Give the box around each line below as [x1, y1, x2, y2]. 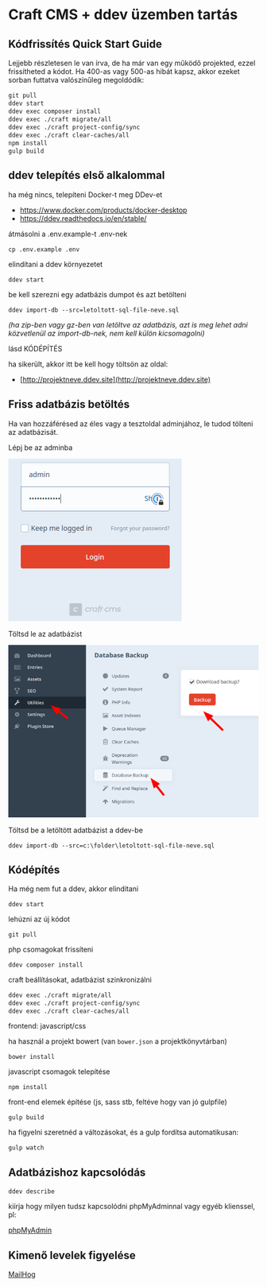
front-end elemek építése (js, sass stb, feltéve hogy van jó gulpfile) [8, 1097, 228, 1107]
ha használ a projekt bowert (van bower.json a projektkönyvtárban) [8, 1037, 228, 1046]
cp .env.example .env [8, 245, 80, 254]
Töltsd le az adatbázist [8, 629, 83, 638]
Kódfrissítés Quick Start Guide [8, 37, 163, 51]
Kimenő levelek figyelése [8, 1248, 137, 1262]
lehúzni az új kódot [8, 914, 70, 924]
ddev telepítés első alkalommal [8, 169, 165, 182]
